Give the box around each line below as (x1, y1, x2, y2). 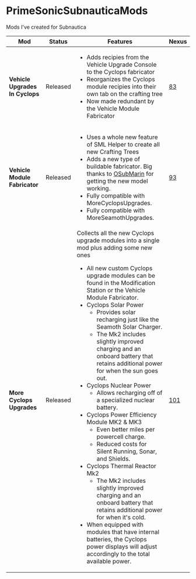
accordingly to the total (86, 550, 150, 558)
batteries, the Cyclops (86, 535, 147, 543)
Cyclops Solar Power (86, 301, 144, 309)
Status (48, 37, 68, 45)
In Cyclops (9, 90, 40, 98)
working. (86, 184, 111, 192)
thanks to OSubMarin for (86, 169, 154, 178)
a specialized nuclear (96, 396, 155, 404)
